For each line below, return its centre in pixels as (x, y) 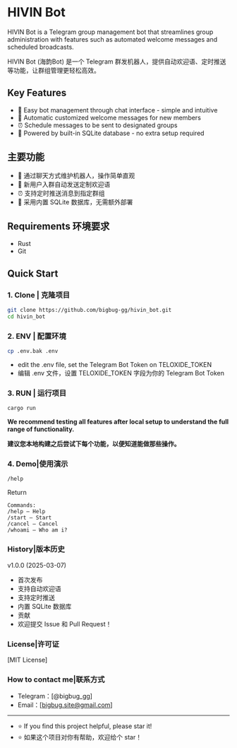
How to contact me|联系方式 (56, 679)
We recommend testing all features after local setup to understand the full (118, 422)
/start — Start (30, 518)
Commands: (22, 506)
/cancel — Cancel (33, 524)
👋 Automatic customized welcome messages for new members (109, 117)
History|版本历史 (36, 549)
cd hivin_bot (26, 316)
